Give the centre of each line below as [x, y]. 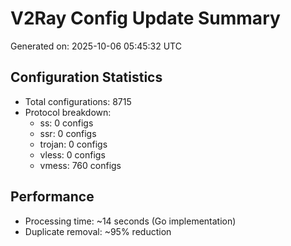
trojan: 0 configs [73, 144]
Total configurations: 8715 [78, 101]
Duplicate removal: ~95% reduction [98, 231]
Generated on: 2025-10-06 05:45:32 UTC [96, 46]
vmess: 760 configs [80, 165]
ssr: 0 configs [68, 133]
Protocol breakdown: [68, 112]
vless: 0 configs [72, 154]
